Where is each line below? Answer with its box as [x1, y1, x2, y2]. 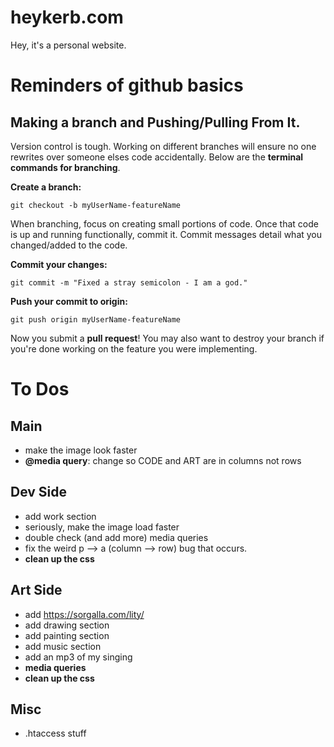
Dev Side [10, 484, 68, 501]
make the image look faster [24, 444, 138, 456]
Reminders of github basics [10, 74, 244, 97]
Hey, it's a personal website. [10, 39, 127, 51]
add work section [24, 510, 97, 522]
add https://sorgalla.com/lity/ [24, 608, 145, 620]
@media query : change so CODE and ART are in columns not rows [24, 454, 302, 466]
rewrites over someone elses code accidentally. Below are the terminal [10, 151, 304, 163]
